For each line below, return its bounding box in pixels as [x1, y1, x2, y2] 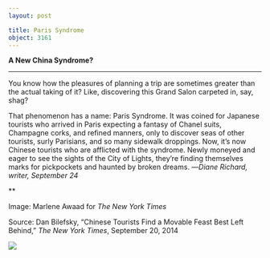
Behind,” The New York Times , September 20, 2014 [8, 226, 178, 236]
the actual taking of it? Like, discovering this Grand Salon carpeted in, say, [8, 87, 254, 97]
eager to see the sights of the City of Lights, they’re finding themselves [8, 154, 243, 163]
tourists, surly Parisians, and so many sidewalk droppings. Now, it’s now [8, 137, 247, 147]
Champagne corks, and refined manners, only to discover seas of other [8, 128, 245, 138]
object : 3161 [8, 34, 52, 42]
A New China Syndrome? [8, 55, 94, 65]
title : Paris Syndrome [8, 26, 84, 34]
